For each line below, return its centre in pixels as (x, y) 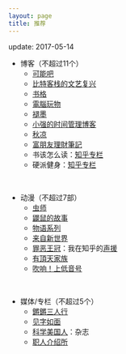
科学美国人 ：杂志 (61, 331)
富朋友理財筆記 (57, 144)
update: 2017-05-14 (41, 46)
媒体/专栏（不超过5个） (59, 301)
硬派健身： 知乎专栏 (64, 164)
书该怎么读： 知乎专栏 (67, 154)
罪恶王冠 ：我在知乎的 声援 (75, 248)
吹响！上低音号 (57, 268)
